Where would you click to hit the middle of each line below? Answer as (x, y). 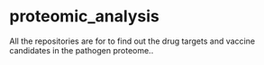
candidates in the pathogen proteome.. (82, 50)
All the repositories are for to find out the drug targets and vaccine (132, 41)
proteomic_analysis (84, 16)
